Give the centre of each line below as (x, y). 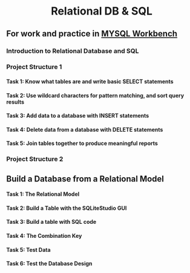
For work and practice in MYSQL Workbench (92, 34)
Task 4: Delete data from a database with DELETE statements (85, 129)
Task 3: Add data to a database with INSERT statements (78, 116)
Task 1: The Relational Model (43, 194)
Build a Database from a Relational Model (85, 179)
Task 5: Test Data (28, 249)
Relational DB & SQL (102, 11)
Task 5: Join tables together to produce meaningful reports (82, 143)
